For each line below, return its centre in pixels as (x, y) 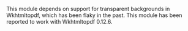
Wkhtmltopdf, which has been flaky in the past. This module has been (94, 15)
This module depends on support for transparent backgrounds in (88, 9)
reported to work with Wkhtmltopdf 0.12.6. (59, 22)
